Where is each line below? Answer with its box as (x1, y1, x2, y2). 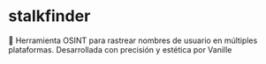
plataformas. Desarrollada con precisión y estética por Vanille (8, 44, 232, 54)
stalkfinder (8, 6, 91, 26)
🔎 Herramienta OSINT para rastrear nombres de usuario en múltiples (8, 35, 258, 46)
